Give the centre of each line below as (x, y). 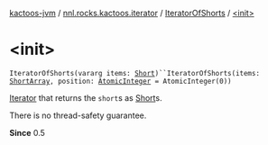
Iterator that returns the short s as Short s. (86, 97)
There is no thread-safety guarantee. (78, 115)
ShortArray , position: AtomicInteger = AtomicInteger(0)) (120, 81)
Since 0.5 (27, 132)
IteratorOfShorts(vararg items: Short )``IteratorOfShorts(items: (134, 73)
